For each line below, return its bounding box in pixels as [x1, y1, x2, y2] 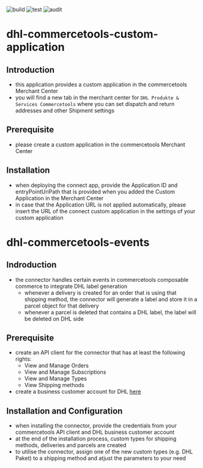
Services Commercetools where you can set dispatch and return [15, 100, 175, 107]
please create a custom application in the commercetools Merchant [15, 141, 185, 148]
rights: [15, 355, 32, 363]
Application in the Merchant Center [15, 194, 104, 202]
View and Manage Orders [24, 362, 89, 369]
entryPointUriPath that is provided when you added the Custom [15, 187, 175, 195]
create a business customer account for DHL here [15, 388, 141, 395]
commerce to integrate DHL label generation [15, 282, 127, 290]
